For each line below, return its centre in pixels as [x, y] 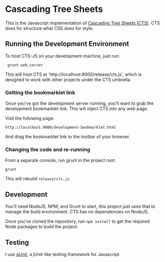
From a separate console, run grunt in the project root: [60, 160]
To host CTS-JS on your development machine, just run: [62, 56]
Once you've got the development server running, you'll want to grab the [80, 104]
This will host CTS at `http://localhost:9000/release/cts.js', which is [74, 74]
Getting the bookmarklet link [40, 92]
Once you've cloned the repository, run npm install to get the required [78, 221]
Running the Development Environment [67, 44]
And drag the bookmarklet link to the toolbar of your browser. [68, 137]
